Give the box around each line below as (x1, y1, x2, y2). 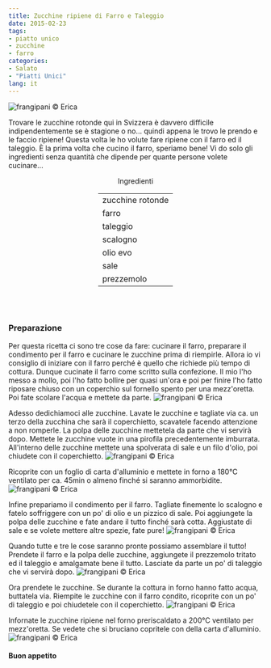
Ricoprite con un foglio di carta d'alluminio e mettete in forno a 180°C (8, 467, 238, 476)
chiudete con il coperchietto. (8, 450, 103, 461)
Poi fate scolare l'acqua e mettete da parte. (8, 392, 152, 402)
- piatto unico (8, 34, 60, 43)
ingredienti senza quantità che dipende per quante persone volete (8, 151, 228, 162)
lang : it (8, 79, 38, 87)
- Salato (8, 65, 38, 73)
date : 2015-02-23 (8, 19, 67, 27)
